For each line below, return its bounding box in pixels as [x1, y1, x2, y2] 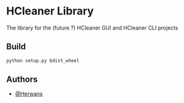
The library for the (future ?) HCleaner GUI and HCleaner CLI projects [6, 24, 179, 31]
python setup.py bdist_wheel [6, 57, 80, 64]
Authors [6, 74, 38, 85]
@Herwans [14, 90, 43, 98]
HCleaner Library [6, 4, 94, 18]
